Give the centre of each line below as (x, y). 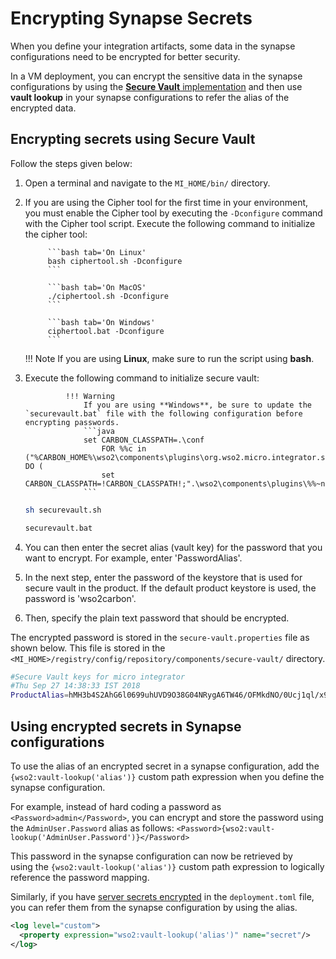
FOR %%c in (124, 448)
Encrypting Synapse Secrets (131, 18)
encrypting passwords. (72, 422)
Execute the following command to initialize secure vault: (142, 378)
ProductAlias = (40, 695)
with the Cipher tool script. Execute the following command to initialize (170, 223)
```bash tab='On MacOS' (97, 287)
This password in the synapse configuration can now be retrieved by (151, 856)
